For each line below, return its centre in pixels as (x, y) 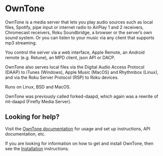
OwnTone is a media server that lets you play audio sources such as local (79, 22)
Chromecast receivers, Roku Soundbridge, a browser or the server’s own (79, 32)
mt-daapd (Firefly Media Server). (38, 101)
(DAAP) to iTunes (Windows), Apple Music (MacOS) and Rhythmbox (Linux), (82, 72)
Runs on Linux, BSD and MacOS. (38, 87)
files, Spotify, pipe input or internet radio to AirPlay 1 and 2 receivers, (74, 27)
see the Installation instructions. (37, 148)
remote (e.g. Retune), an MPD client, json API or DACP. (60, 57)
